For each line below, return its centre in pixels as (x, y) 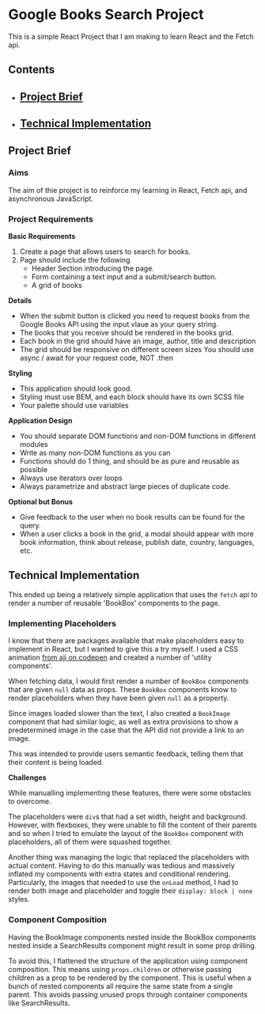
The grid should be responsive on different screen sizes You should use (137, 350)
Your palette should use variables (74, 406)
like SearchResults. (39, 1003)
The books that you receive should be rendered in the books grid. (127, 333)
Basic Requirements (42, 236)
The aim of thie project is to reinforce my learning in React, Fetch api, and (128, 190)
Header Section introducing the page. (93, 269)
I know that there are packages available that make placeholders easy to (126, 641)
